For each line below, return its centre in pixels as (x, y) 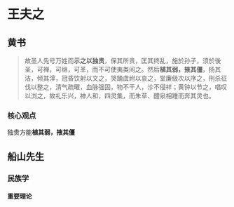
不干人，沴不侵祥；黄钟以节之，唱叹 (175, 87)
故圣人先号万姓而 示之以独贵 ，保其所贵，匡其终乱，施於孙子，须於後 (123, 61)
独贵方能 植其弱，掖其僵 (41, 132)
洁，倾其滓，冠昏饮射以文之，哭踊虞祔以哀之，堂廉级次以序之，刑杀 (123, 78)
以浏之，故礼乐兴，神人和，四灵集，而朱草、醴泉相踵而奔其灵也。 (119, 96)
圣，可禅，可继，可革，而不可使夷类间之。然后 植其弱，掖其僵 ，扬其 (123, 69)
